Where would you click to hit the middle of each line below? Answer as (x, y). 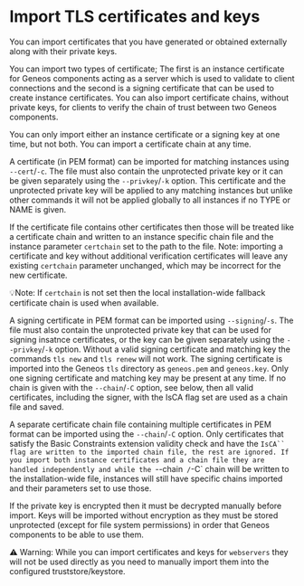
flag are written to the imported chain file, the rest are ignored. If (149, 452)
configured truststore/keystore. (67, 571)
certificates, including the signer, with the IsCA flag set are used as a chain (148, 397)
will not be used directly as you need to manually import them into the (139, 562)
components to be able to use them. (77, 534)
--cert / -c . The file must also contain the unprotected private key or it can (146, 171)
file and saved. (37, 406)
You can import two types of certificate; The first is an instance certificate (147, 69)
